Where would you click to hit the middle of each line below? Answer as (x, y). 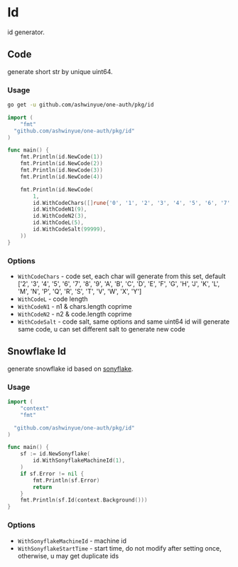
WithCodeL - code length (53, 299)
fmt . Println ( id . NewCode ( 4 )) (61, 176)
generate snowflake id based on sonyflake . (70, 369)
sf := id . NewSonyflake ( (55, 454)
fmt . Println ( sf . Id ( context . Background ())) (84, 500)
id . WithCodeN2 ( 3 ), (60, 216)
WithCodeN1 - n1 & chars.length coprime (75, 306)
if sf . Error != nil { (52, 474)
